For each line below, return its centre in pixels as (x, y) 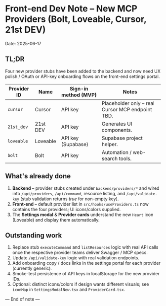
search (109, 158)
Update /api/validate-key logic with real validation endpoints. (76, 258)
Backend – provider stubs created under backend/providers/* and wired (86, 188)
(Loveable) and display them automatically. (56, 220)
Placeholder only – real (128, 103)
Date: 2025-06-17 (23, 43)
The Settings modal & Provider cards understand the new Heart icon (83, 215)
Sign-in (79, 88)
